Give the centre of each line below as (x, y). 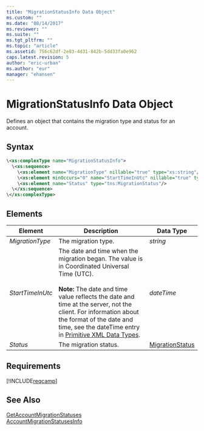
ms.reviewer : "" (27, 29)
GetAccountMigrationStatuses (44, 415)
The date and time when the (98, 251)
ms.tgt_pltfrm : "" (29, 40)
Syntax (20, 147)
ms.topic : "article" (32, 46)
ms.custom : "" (24, 18)
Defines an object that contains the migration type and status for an (91, 121)
